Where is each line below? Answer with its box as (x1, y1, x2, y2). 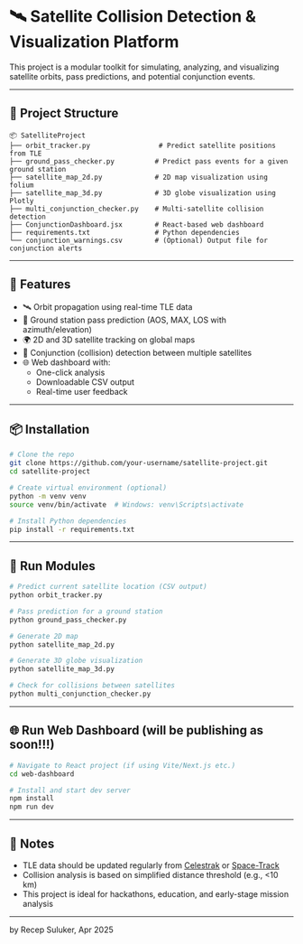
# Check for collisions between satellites (9, 681, 176, 690)
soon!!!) (9, 737, 55, 752)
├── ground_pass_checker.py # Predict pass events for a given (9, 156, 289, 166)
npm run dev (9, 802, 54, 812)
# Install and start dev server (9, 786, 131, 795)
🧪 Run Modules (9, 558, 96, 574)
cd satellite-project (9, 467, 91, 476)
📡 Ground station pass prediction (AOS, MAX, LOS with (22, 314, 227, 325)
